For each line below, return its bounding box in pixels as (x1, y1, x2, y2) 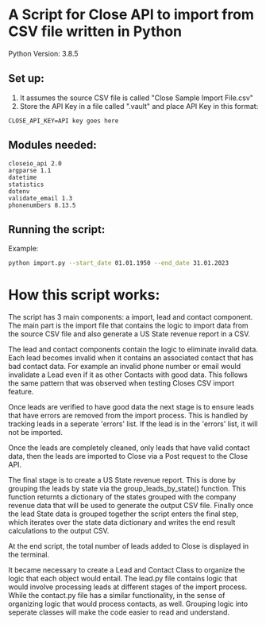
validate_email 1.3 (8, 194, 73, 202)
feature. (8, 387, 34, 397)
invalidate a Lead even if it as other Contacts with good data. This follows (8, 370, 248, 379)
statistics (8, 181, 44, 188)
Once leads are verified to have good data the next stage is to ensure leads (8, 402, 254, 412)
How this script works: (8, 286, 160, 304)
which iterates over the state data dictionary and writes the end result (8, 518, 236, 527)
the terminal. (8, 550, 50, 560)
